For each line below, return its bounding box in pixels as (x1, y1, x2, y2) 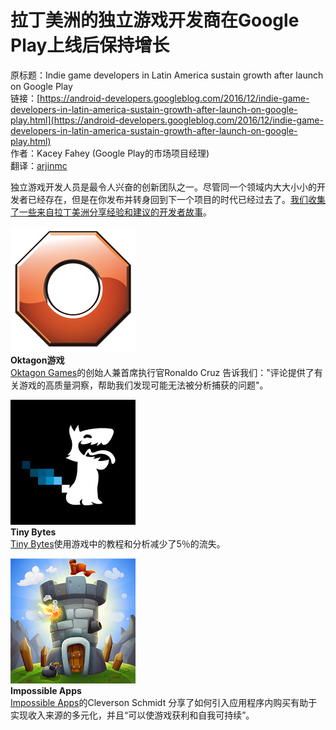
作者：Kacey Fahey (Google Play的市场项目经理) (10, 147, 210, 159)
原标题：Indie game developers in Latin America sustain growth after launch (10, 69, 324, 81)
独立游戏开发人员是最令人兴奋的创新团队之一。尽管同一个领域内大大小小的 (10, 181, 317, 193)
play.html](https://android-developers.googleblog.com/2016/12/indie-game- (10, 114, 324, 126)
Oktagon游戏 (10, 354, 65, 366)
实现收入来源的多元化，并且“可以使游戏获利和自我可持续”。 (10, 709, 255, 721)
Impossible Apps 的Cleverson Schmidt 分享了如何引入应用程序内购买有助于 (10, 696, 318, 708)
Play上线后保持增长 (10, 34, 170, 57)
